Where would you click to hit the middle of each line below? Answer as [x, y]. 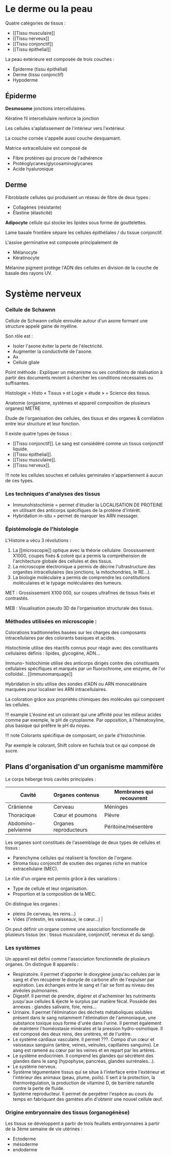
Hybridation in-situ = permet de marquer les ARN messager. [76, 516]
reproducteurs [70, 830]
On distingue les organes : [33, 904]
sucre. [12, 750]
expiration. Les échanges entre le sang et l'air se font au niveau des [83, 985]
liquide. [20, 449]
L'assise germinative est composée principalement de [62, 242]
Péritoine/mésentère [129, 827]
